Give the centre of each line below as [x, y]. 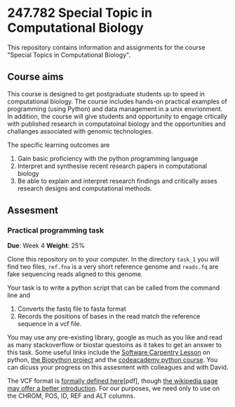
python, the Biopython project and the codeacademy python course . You [113, 360]
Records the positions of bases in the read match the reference [109, 316]
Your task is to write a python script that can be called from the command [113, 288]
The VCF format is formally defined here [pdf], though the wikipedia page [113, 381]
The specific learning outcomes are [59, 145]
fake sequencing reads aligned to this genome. [75, 274]
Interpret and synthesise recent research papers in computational [112, 166]
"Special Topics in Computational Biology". [69, 55]
